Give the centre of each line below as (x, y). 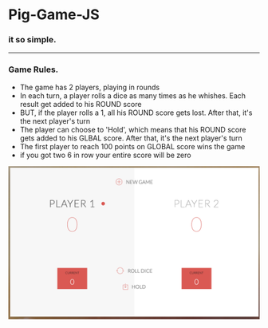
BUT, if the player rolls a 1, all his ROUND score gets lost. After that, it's (136, 113)
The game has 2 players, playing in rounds (90, 87)
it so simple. (32, 40)
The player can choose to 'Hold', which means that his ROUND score (133, 129)
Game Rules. (33, 69)
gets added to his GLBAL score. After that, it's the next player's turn (131, 138)
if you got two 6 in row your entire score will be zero (105, 155)
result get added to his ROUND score (81, 104)
